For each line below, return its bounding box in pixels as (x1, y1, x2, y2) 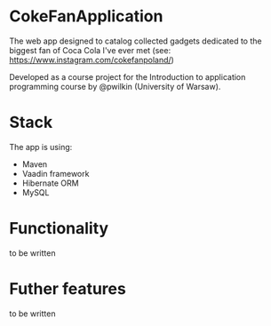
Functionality (9, 219, 109, 239)
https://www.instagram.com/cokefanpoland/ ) (9, 54, 175, 65)
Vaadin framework (21, 168, 90, 179)
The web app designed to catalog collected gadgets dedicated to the (9, 36, 262, 46)
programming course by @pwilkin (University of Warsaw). (9, 81, 221, 91)
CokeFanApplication (9, 6, 163, 27)
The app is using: (9, 141, 73, 152)
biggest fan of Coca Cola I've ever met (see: (9, 44, 171, 55)
